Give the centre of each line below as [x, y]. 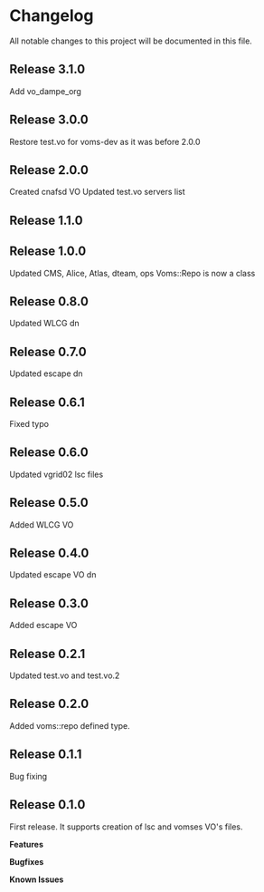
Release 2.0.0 [49, 170]
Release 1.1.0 [46, 220]
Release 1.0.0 [48, 252]
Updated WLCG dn [44, 324]
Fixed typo [29, 424]
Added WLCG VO [42, 524]
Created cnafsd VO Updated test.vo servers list [97, 192]
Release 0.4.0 [49, 553]
